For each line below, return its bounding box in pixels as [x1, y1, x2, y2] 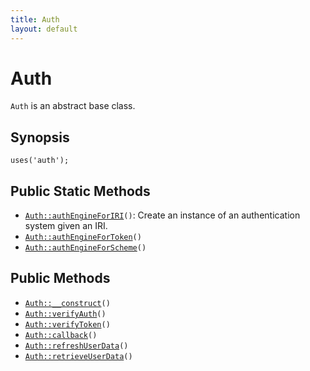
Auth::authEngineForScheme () [24, 243, 147, 253]
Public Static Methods [10, 182, 151, 200]
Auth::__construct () [24, 298, 111, 308]
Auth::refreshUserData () [24, 341, 129, 351]
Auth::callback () [24, 330, 98, 340]
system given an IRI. [24, 220, 108, 232]
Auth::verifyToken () [24, 319, 111, 330]
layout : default [10, 24, 78, 34]
